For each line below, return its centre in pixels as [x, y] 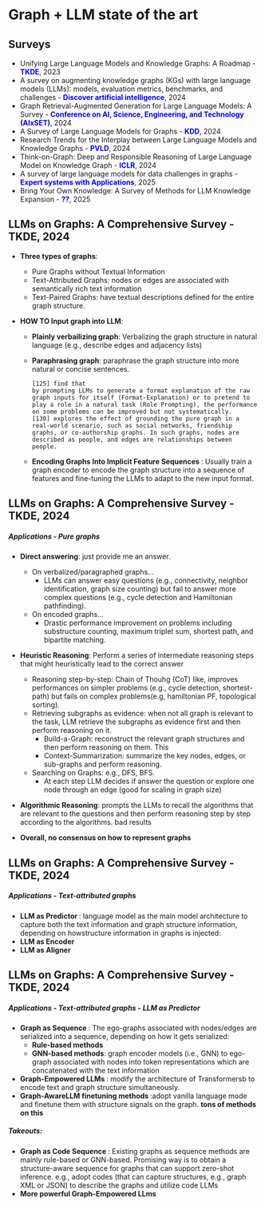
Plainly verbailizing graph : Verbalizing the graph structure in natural [144, 336]
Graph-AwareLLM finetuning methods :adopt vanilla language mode [133, 1096]
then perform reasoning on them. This [106, 747]
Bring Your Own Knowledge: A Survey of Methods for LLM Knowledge [135, 191]
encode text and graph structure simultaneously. [100, 1087]
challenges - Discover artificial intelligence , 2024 [103, 97]
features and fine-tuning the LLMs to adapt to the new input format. [142, 478]
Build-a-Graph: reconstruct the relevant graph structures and [144, 739]
